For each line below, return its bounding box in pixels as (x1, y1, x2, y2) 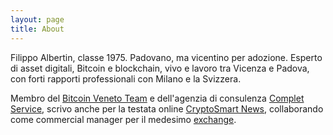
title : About (10, 24, 65, 34)
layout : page (10, 14, 65, 25)
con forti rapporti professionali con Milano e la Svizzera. (10, 72, 242, 85)
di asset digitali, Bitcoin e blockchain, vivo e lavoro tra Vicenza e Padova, (10, 62, 310, 74)
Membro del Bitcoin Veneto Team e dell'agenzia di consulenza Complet (10, 92, 305, 104)
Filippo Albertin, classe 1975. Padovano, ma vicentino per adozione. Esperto (10, 51, 323, 63)
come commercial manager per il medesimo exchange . (10, 113, 237, 125)
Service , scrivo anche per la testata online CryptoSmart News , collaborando (10, 102, 324, 115)
